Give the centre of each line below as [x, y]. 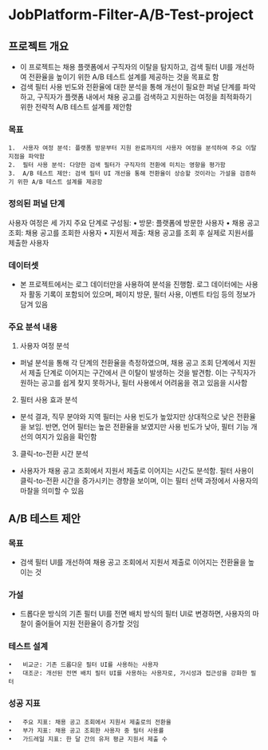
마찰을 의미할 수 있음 [52, 491]
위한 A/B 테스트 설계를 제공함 [60, 182]
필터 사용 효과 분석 [49, 400]
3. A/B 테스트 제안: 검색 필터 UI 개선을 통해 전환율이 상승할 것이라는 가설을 [122, 174]
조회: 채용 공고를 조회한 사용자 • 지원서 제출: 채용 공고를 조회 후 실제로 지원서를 [131, 233]
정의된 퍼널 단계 [37, 204]
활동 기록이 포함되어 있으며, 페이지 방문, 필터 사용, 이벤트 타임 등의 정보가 [142, 294]
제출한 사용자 [29, 242]
